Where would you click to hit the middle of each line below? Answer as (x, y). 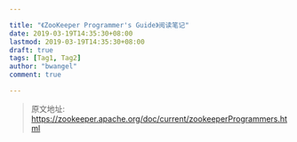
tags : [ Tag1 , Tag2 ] (45, 59)
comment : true (36, 75)
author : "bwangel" (43, 67)
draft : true (31, 50)
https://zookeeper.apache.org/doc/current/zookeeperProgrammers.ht (159, 118)
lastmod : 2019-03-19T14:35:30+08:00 (77, 42)
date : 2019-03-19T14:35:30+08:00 (71, 33)
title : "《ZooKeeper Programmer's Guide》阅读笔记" (99, 25)
